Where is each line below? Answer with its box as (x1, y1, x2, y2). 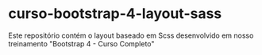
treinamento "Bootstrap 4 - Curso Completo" (8, 38, 155, 48)
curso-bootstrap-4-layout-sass (8, 5, 222, 23)
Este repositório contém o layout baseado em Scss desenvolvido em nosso (8, 31, 254, 40)
